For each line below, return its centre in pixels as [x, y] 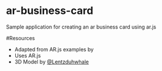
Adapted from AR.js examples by [54, 49]
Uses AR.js [27, 55]
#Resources [20, 38]
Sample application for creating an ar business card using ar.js [81, 27]
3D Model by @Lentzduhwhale [51, 62]
